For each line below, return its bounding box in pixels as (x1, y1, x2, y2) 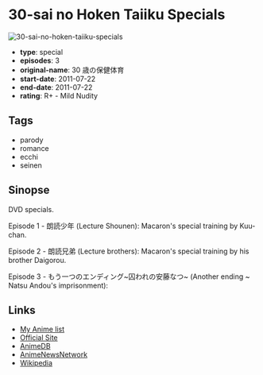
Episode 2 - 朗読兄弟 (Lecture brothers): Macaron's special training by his (8, 246, 249, 256)
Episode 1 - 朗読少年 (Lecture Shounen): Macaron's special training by (8, 221, 238, 230)
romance (19, 143, 49, 153)
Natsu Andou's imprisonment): (8, 280, 109, 290)
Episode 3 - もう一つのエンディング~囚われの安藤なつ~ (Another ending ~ (8, 272, 250, 281)
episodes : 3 (19, 56, 60, 65)
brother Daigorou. (8, 255, 67, 265)
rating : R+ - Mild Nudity (19, 91, 98, 100)
